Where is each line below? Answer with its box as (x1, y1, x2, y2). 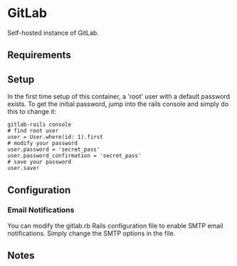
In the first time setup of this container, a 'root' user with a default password (7, 92, 230, 101)
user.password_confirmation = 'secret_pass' (7, 152, 142, 159)
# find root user (7, 127, 59, 134)
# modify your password (7, 140, 78, 147)
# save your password (7, 159, 72, 166)
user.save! (7, 165, 40, 172)
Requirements (7, 49, 71, 61)
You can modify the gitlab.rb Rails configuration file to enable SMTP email (7, 221, 223, 230)
